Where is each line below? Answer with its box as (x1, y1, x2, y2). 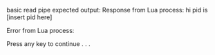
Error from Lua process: (6, 27, 75, 34)
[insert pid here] (6, 13, 53, 21)
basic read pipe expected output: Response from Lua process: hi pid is (6, 6, 208, 14)
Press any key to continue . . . (6, 40, 91, 47)
